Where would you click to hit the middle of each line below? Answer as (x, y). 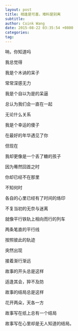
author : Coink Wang (25, 23)
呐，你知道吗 (18, 52)
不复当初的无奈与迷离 (26, 208)
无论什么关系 (18, 114)
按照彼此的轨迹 (20, 240)
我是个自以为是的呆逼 (26, 93)
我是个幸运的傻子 (22, 125)
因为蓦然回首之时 (22, 166)
